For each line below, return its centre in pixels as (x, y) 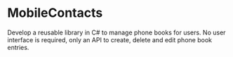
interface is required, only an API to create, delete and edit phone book (110, 39)
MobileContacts (55, 13)
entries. (18, 47)
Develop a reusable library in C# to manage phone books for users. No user (116, 32)
